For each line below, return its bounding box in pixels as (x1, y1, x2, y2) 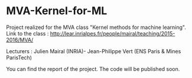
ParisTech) (6, 54, 32, 61)
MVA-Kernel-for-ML (6, 4, 108, 18)
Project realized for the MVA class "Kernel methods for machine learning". (6, 24, 186, 31)
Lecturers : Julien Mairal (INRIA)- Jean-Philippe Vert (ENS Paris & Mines (6, 47, 181, 54)
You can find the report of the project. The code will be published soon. (6, 65, 180, 72)
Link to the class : (6, 30, 49, 37)
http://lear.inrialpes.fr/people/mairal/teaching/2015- (50, 30, 175, 37)
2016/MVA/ (6, 36, 34, 43)
